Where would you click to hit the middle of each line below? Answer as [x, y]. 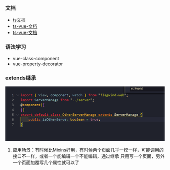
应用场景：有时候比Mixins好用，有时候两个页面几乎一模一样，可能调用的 [88, 150]
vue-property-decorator [38, 64]
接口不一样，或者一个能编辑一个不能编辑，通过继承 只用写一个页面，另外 [89, 156]
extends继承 [21, 78]
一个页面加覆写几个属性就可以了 [46, 162]
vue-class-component [36, 58]
